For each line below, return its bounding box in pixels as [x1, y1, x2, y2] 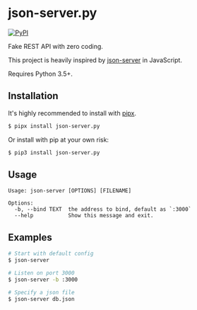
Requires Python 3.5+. [8, 69, 73, 78]
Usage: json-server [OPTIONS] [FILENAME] [8, 188, 132, 195]
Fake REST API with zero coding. [8, 42, 103, 50]
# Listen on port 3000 [8, 269, 75, 277]
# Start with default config [8, 250, 94, 258]
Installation [8, 90, 59, 102]
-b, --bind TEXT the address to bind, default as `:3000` [14, 206, 192, 213]
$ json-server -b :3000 [8, 276, 78, 283]
